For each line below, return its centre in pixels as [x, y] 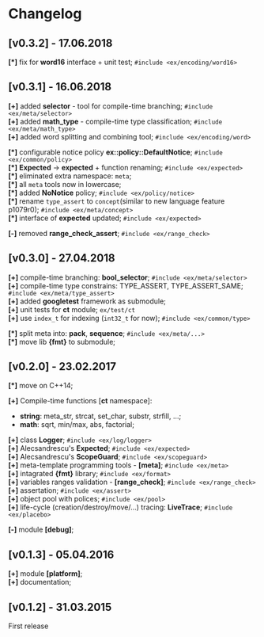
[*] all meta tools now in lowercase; [65, 184]
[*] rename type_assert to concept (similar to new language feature [117, 201]
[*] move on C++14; [41, 386]
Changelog [45, 14]
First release [28, 626]
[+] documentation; [40, 582]
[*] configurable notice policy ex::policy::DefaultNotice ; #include [115, 152]
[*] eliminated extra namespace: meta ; [70, 176]
